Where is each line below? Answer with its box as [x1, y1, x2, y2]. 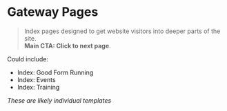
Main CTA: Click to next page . [23, 41, 112, 50]
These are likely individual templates [7, 96, 112, 104]
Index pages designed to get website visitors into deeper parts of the [23, 27, 221, 35]
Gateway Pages [7, 4, 99, 20]
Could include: [7, 54, 48, 63]
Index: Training [17, 83, 60, 91]
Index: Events [17, 75, 57, 83]
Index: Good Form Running [17, 68, 94, 77]
